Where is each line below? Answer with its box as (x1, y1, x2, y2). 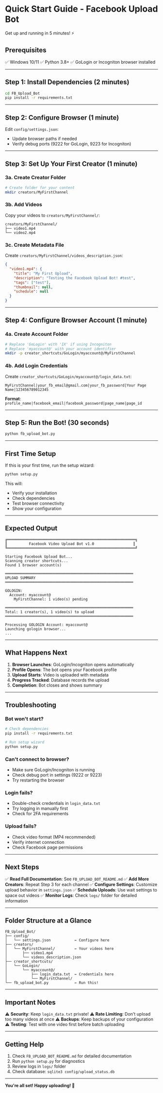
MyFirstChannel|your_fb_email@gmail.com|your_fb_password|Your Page (5, 383, 147, 388)
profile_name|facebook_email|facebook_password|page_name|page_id (5, 401, 142, 406)
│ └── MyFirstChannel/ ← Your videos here (5, 947, 114, 951)
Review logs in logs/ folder (12, 1063, 66, 1069)
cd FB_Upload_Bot (5, 91, 40, 96)
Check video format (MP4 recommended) (12, 834, 96, 840)
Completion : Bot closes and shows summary (12, 682, 103, 688)
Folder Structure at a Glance (5, 916, 92, 925)
